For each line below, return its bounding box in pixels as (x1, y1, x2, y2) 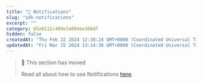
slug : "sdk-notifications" (6, 14, 74, 20)
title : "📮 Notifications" (6, 8, 71, 15)
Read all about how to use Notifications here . (21, 70, 133, 78)
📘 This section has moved (21, 58, 86, 66)
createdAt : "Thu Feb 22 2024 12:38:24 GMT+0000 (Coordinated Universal (6, 37, 190, 43)
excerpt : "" (6, 20, 36, 26)
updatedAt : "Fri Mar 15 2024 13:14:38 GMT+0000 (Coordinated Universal (6, 43, 190, 49)
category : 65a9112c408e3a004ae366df (6, 25, 98, 32)
